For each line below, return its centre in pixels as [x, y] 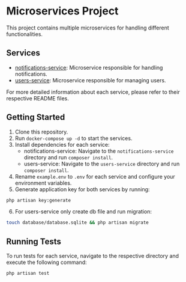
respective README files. [37, 98]
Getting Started [36, 118]
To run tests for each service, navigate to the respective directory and [92, 256]
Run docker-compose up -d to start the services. [73, 138]
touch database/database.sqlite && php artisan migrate [77, 223]
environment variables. [43, 183]
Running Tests [34, 241]
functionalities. [25, 34]
